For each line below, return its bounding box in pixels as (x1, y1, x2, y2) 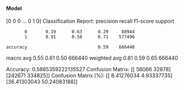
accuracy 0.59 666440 (6, 44, 135, 50)
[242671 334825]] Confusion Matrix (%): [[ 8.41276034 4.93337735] (6, 72, 173, 79)
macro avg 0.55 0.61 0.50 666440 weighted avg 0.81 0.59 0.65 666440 (6, 54, 179, 61)
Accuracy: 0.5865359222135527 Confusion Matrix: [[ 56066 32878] (6, 66, 171, 73)
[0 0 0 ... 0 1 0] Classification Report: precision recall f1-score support (6, 18, 175, 25)
